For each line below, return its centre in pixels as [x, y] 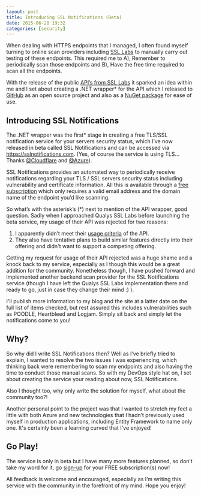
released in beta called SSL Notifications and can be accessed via [88, 148]
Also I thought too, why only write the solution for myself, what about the [96, 391]
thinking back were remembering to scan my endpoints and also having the [99, 366]
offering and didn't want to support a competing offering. [85, 246]
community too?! [27, 397]
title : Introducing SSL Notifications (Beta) [64, 17]
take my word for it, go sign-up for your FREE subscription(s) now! [88, 467]
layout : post [22, 12]
